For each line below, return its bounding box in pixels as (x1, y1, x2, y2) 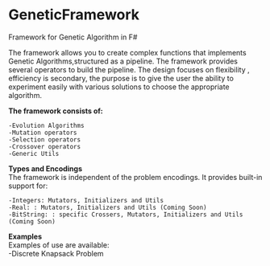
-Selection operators (8, 135, 81, 144)
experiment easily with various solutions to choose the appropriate (8, 82, 230, 92)
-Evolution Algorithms (8, 121, 85, 129)
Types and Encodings (8, 163, 83, 174)
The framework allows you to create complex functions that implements (8, 47, 247, 57)
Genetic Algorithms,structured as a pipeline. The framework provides (8, 56, 238, 66)
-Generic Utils (8, 149, 60, 158)
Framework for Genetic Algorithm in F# (8, 32, 138, 42)
